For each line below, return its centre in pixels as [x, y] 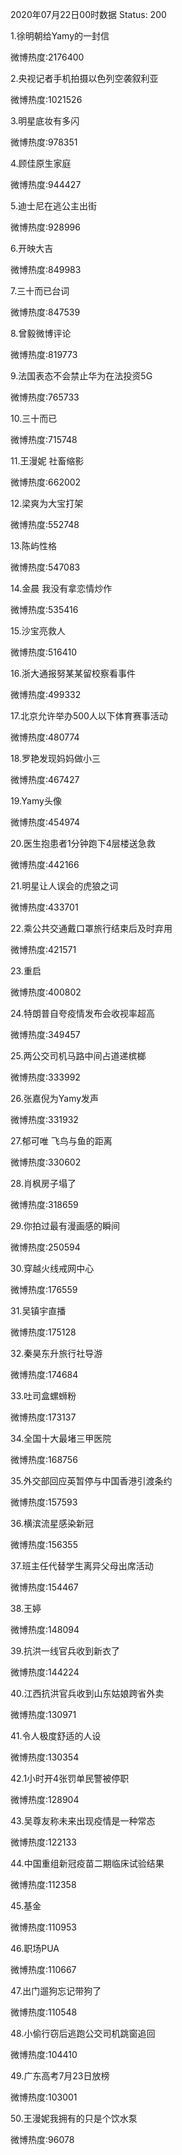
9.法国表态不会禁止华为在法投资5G [81, 376]
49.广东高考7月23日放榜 [60, 2076]
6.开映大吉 [32, 248]
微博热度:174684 [44, 1374]
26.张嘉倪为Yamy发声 [55, 1098]
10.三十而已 [34, 418]
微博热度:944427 [46, 184]
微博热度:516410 [44, 652]
